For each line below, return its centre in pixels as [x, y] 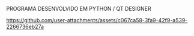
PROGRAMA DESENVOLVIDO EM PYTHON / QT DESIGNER [79, 9]
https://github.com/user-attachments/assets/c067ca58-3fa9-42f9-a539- [97, 20]
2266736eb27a [25, 27]
